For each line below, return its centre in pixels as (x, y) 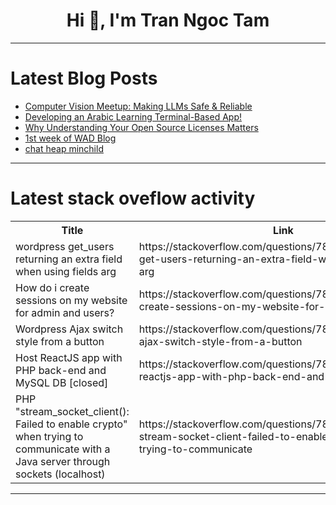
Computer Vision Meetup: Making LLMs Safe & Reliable (138, 106)
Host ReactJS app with (69, 357)
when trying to (49, 436)
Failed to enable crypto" (71, 424)
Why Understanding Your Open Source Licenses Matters (141, 127)
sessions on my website (71, 300)
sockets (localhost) (60, 474)
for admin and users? (65, 312)
